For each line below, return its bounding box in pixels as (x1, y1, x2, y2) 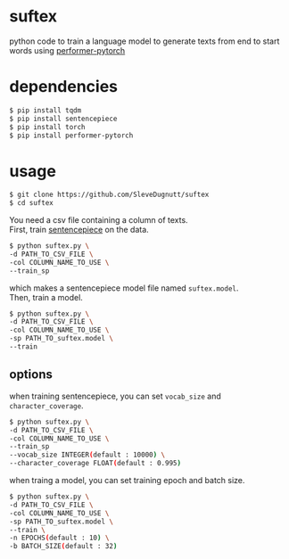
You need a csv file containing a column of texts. (9, 215, 189, 226)
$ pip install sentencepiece (9, 114, 118, 123)
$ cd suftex (9, 199, 54, 208)
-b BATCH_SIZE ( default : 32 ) (9, 542, 118, 551)
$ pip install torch (9, 122, 87, 131)
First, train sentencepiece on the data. (9, 225, 149, 235)
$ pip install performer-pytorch (9, 131, 134, 140)
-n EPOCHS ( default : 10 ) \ (9, 533, 110, 543)
